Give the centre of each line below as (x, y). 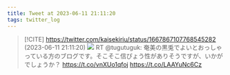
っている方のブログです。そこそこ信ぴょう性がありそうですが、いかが (123, 56)
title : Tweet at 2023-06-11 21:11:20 (61, 13)
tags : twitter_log (33, 20)
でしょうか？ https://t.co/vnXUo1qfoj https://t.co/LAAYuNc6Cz (113, 64)
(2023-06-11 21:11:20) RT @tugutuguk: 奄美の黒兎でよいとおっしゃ (123, 47)
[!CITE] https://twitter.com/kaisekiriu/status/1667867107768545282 (120, 39)
